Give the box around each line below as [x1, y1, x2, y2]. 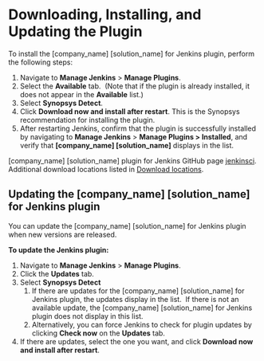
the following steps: [8, 57, 73, 67]
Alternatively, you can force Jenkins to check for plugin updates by [31, 320, 253, 329]
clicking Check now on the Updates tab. [31, 328, 166, 338]
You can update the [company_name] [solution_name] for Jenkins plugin [8, 221, 246, 230]
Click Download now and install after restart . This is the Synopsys [19, 106, 241, 116]
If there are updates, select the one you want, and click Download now [19, 336, 254, 346]
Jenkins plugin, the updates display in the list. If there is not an [31, 294, 239, 304]
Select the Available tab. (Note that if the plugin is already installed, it [19, 81, 250, 91]
